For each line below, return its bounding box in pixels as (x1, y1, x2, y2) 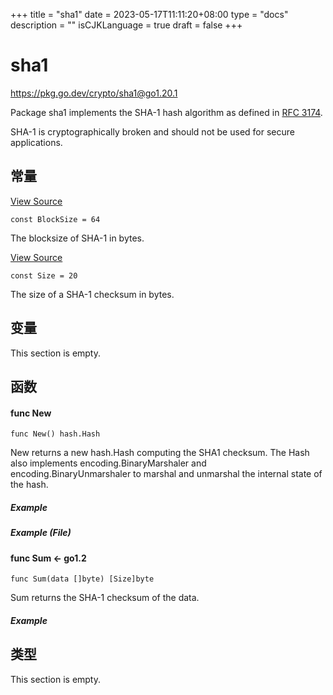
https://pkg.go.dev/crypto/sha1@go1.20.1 (10, 87, 178, 99)
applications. (10, 136, 63, 148)
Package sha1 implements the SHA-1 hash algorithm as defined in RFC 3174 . (10, 106, 323, 118)
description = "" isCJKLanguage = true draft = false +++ (10, 19, 243, 31)
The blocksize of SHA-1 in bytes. (10, 232, 145, 244)
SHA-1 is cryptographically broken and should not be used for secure (10, 125, 295, 138)
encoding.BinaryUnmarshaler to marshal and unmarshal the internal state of (10, 468, 323, 480)
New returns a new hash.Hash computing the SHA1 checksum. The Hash (10, 447, 310, 459)
